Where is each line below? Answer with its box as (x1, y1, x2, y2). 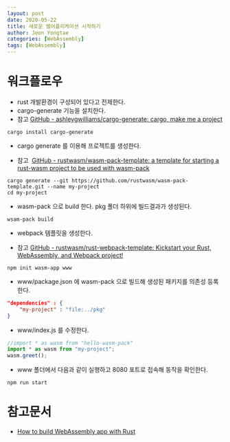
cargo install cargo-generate (7, 129, 94, 135)
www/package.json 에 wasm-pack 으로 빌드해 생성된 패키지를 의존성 (16, 277, 206, 285)
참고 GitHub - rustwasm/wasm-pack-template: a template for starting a (16, 156, 220, 164)
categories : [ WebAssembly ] (7, 36, 84, 43)
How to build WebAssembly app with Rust (16, 428, 136, 436)
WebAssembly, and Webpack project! (16, 251, 124, 259)
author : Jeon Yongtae (7, 29, 69, 36)
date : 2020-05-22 (7, 16, 57, 23)
